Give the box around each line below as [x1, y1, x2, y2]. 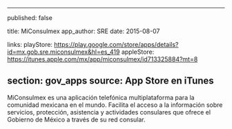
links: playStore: [7, 41, 53, 48]
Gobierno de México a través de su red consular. [7, 115, 146, 123]
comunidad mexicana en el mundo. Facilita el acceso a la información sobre [7, 101, 223, 109]
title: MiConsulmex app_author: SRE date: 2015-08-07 [7, 27, 160, 35]
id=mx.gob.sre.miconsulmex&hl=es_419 [7, 48, 120, 56]
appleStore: [121, 48, 155, 56]
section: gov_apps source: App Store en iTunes [7, 75, 214, 87]
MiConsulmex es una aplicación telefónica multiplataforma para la [7, 93, 195, 101]
